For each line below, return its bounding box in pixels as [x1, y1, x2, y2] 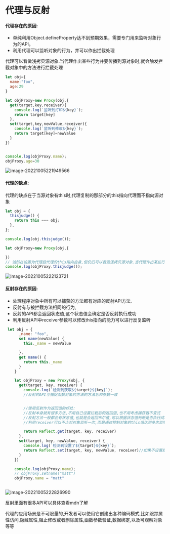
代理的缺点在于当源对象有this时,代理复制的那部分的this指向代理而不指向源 [5, 192, 159, 198]
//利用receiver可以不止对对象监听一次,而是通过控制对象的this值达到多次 [23, 420, 159, 425]
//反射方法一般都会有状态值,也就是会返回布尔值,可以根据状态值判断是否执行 [23, 415, 161, 420]
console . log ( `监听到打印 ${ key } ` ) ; [14, 107, 83, 112]
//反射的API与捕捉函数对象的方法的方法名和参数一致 [23, 392, 118, 397]
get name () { [18, 355, 47, 360]
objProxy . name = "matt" [14, 476, 65, 481]
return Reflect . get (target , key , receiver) [23, 429, 116, 434]
